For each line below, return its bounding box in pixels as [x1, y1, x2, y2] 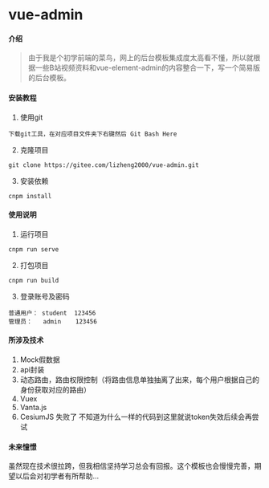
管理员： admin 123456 [8, 317, 98, 326]
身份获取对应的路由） [19, 385, 91, 394]
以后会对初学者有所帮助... [14, 471, 100, 481]
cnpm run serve [8, 245, 59, 254]
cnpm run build [8, 276, 59, 284]
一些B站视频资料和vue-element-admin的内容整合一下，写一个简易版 [35, 63, 261, 73]
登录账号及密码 [19, 291, 70, 301]
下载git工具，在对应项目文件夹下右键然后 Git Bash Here [8, 130, 177, 138]
